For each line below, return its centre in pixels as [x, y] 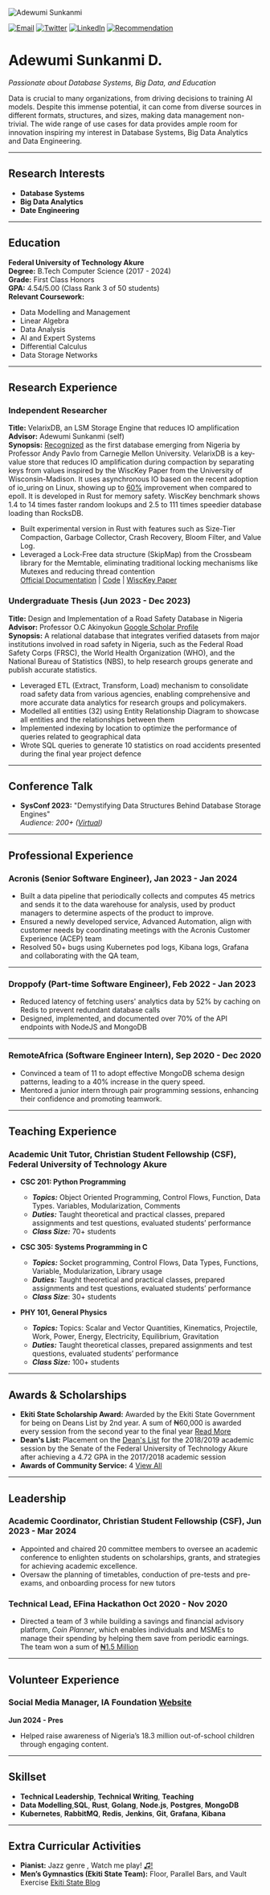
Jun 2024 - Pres [36, 1720]
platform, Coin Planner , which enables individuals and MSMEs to [127, 1630]
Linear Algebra [45, 321]
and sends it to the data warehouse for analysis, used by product [127, 905]
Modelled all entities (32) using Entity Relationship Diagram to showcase [139, 710]
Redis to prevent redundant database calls [90, 1010]
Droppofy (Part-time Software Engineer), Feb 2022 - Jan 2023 [132, 984]
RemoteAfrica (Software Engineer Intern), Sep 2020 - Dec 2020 [135, 1055]
